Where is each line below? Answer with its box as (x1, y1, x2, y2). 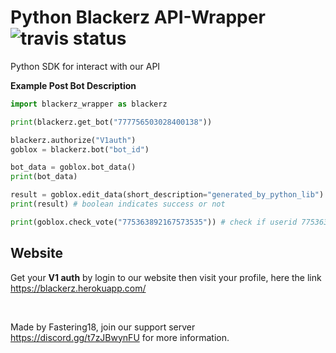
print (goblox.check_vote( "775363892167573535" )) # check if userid (10, 217, 298, 227)
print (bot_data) (10, 172, 78, 182)
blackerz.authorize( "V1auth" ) (10, 135, 137, 145)
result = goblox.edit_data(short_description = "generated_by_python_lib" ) (10, 190, 325, 200)
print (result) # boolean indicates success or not (10, 199, 226, 210)
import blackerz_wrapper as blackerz (10, 99, 168, 109)
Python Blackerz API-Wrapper (10, 6, 266, 29)
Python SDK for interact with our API (10, 60, 161, 72)
